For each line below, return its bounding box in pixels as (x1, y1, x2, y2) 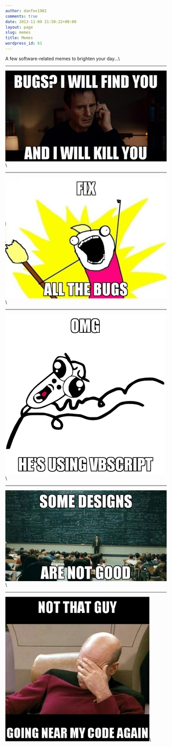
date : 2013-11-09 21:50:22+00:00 (5, 19, 77, 24)
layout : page (5, 25, 33, 30)
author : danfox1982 (5, 8, 47, 13)
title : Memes (5, 35, 33, 41)
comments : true (5, 13, 38, 19)
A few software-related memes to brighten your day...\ (5, 55, 120, 62)
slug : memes (5, 30, 31, 35)
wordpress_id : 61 (5, 41, 42, 46)
